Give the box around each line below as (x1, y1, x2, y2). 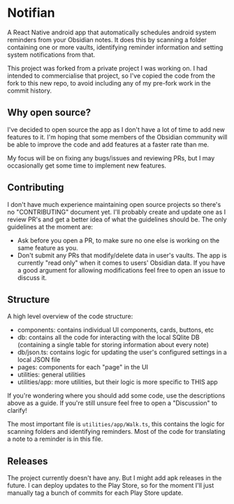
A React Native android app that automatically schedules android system (7, 28, 217, 36)
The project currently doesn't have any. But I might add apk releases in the (7, 474, 222, 482)
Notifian (7, 5, 56, 21)
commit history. (7, 86, 52, 95)
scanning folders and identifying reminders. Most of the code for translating (7, 428, 226, 436)
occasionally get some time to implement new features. (7, 161, 166, 170)
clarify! (7, 407, 28, 415)
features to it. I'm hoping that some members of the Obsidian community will (7, 132, 228, 141)
